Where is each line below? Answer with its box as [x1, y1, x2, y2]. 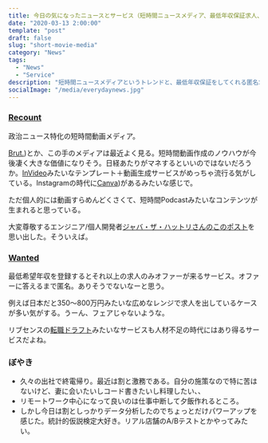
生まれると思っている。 [8, 205, 85, 214]
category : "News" [8, 49, 66, 57]
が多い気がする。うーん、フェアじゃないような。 [8, 308, 169, 317]
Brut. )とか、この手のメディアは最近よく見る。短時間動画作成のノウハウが [8, 148, 250, 158]
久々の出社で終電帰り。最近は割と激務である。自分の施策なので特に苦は [19, 376, 258, 386]
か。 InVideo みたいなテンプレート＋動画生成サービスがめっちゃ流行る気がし [8, 168, 257, 178]
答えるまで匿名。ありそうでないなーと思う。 [22, 280, 169, 291]
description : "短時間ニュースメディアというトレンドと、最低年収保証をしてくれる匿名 [8, 78, 259, 86]
